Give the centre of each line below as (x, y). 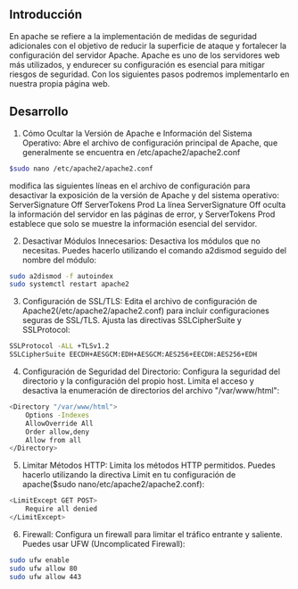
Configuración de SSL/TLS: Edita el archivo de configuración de (140, 302)
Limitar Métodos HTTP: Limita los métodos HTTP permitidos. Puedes (149, 465)
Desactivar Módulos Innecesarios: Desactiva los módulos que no (141, 241)
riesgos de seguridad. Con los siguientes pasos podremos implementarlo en (149, 74)
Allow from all (54, 440)
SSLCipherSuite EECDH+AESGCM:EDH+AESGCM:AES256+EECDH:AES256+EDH (133, 355)
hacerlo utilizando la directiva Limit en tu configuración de (129, 475)
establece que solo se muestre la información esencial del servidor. (133, 223)
